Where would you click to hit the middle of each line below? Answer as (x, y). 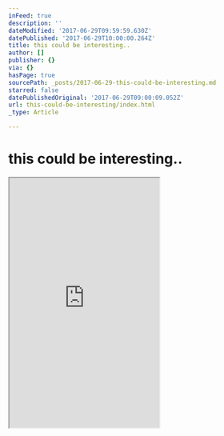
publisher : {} (32, 61)
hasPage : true (32, 75)
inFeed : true (30, 16)
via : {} (21, 68)
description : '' (35, 23)
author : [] (26, 53)
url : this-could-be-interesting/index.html (82, 105)
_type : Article (34, 113)
